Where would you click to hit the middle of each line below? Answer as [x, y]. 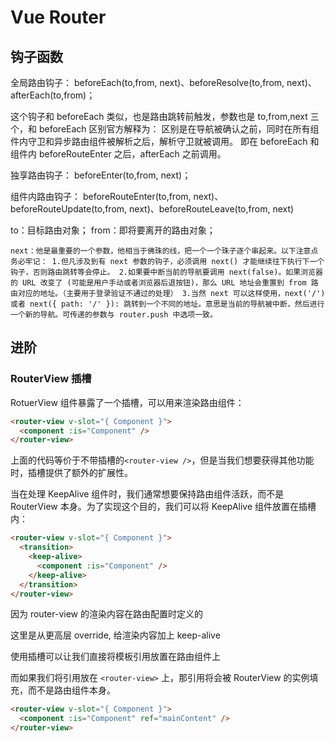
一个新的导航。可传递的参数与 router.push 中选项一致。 [114, 315]
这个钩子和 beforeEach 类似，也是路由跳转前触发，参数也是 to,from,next [159, 116]
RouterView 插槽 [51, 379]
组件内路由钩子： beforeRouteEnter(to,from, [101, 196]
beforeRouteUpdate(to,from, [69, 209]
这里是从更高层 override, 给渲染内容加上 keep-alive [115, 635]
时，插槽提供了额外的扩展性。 [71, 473]
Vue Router [58, 17]
